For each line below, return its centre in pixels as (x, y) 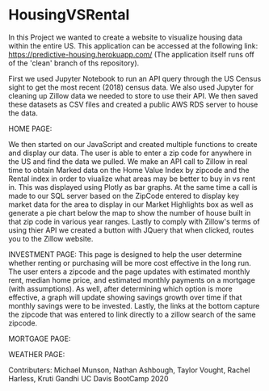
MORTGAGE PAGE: (40, 338)
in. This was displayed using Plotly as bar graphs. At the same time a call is (133, 187)
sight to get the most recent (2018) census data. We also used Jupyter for (131, 87)
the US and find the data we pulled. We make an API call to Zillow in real (128, 161)
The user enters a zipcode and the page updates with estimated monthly (129, 271)
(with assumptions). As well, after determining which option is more (120, 288)
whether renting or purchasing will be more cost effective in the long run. (130, 263)
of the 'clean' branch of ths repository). (74, 63)
